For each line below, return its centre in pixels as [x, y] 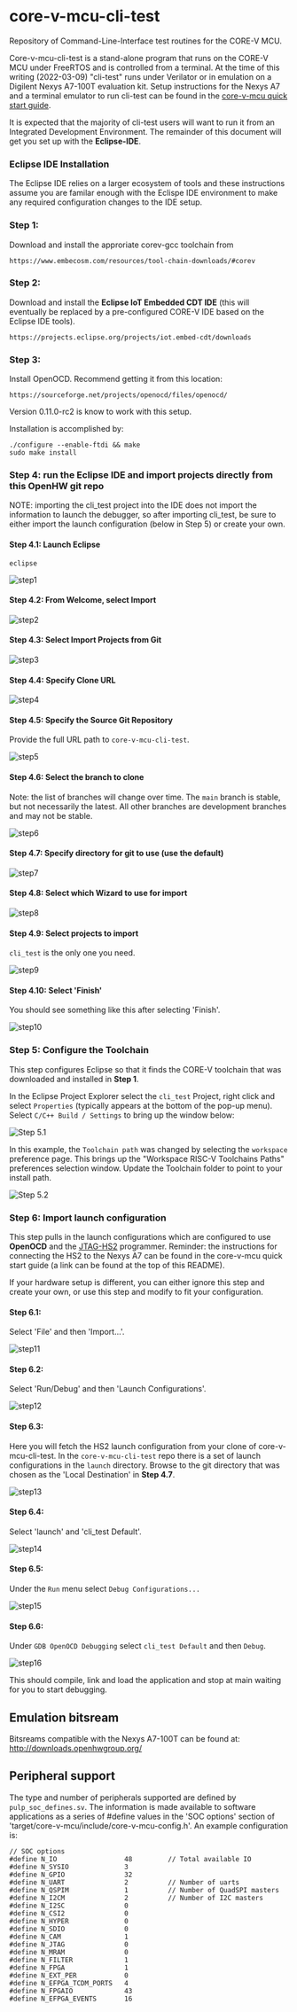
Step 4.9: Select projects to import [74, 933]
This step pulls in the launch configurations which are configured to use [141, 1237]
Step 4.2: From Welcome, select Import [83, 600]
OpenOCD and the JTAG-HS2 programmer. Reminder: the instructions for [143, 1246]
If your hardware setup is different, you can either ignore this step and [137, 1283]
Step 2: [25, 283]
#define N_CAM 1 [69, 1937]
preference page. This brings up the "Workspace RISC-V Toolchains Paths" [147, 1158]
